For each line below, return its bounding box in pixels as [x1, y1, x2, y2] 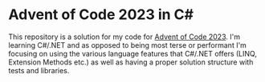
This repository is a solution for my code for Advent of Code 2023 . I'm [8, 32, 241, 41]
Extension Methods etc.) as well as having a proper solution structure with [8, 57, 254, 67]
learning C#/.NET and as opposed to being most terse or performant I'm [8, 40, 247, 49]
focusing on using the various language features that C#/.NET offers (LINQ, [8, 49, 257, 58]
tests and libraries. [8, 65, 70, 75]
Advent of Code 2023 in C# [8, 6, 194, 24]
